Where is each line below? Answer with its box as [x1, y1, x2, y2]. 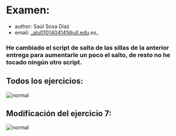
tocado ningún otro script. [6, 58, 82, 66]
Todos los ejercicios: [6, 76, 83, 86]
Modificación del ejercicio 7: [6, 109, 111, 118]
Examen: [6, 4, 50, 17]
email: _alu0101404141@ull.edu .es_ [14, 29, 99, 36]
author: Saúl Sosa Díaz [14, 23, 70, 30]
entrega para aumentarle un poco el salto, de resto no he [6, 51, 171, 59]
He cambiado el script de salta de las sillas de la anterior [6, 43, 170, 51]
